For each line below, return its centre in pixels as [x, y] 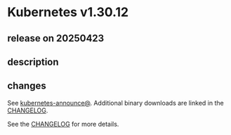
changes [27, 86]
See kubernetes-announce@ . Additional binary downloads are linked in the [115, 103]
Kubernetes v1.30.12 [68, 12]
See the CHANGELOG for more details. [63, 124]
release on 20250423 [56, 38]
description [33, 62]
